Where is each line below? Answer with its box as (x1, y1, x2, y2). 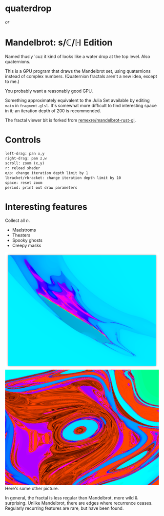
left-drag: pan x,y (5, 151, 45, 156)
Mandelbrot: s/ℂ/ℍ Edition (5, 37, 113, 48)
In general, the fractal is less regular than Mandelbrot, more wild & (5, 495, 138, 501)
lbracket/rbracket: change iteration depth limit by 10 (5, 175, 121, 180)
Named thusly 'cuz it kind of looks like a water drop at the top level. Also (5, 53, 150, 59)
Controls (5, 135, 41, 145)
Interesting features (5, 201, 88, 212)
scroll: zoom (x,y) (5, 160, 45, 166)
